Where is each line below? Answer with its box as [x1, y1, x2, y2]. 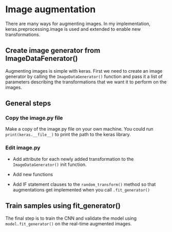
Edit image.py [5, 144, 41, 152]
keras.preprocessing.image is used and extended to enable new [5, 26, 141, 32]
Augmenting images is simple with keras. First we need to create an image [5, 68, 163, 74]
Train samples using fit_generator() [5, 201, 121, 210]
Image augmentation [5, 4, 96, 15]
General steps [5, 99, 51, 108]
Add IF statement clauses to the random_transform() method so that [12, 181, 156, 187]
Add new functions [12, 171, 53, 177]
